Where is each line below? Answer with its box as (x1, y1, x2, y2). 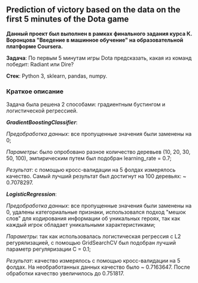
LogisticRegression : (6, 191, 57, 198)
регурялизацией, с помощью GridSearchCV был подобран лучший (6, 239, 176, 247)
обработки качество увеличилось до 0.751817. (6, 270, 124, 277)
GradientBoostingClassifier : (6, 119, 78, 126)
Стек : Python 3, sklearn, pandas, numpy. (6, 72, 108, 80)
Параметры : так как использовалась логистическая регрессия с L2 (6, 233, 181, 240)
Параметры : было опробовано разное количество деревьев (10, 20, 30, (6, 148, 191, 156)
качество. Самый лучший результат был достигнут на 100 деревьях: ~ (6, 173, 187, 180)
